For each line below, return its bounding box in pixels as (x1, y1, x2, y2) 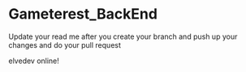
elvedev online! (8, 56, 59, 66)
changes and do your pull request (8, 40, 122, 49)
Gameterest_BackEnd (8, 5, 158, 23)
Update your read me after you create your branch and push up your (8, 32, 238, 41)
